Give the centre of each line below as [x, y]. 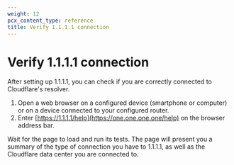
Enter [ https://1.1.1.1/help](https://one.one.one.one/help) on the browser [121, 118]
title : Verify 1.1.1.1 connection [58, 27]
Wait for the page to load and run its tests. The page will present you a [110, 140]
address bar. [36, 125]
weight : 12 [23, 14]
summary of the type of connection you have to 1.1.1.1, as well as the [106, 147]
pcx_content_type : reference [50, 21]
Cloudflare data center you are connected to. [73, 154]
